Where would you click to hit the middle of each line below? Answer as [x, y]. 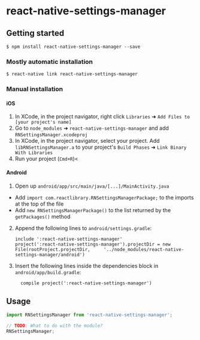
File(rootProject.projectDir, [53, 249]
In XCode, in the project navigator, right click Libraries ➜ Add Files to [102, 117]
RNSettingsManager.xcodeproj [51, 135]
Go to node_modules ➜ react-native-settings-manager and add [92, 128]
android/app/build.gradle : [48, 272]
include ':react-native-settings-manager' [69, 239]
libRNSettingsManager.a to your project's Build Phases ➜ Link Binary [101, 147]
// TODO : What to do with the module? [54, 326]
